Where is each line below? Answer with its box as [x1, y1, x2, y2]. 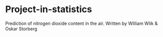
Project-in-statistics [5, 4, 92, 15]
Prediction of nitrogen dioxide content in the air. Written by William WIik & [5, 20, 158, 26]
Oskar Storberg [5, 25, 37, 31]
